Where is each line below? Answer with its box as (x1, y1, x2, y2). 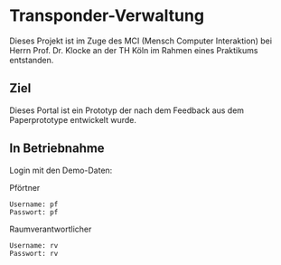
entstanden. (9, 54, 54, 65)
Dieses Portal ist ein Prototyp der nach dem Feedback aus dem (9, 105, 245, 116)
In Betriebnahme (9, 141, 106, 156)
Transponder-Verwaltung (9, 5, 205, 26)
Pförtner (9, 182, 41, 193)
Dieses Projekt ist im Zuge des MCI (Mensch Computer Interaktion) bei (9, 35, 273, 46)
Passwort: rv (9, 249, 59, 258)
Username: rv (9, 241, 59, 250)
